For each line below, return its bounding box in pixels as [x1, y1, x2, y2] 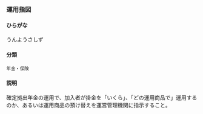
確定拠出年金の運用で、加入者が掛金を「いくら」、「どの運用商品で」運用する [6, 93, 198, 101]
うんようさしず [6, 36, 44, 43]
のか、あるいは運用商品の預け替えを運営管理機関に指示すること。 [6, 101, 171, 109]
